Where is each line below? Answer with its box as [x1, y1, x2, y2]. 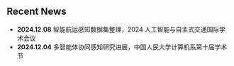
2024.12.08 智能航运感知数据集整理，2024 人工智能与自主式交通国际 [16, 25, 220, 34]
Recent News [6, 6, 67, 18]
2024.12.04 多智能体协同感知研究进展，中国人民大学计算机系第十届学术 [16, 42, 228, 51]
